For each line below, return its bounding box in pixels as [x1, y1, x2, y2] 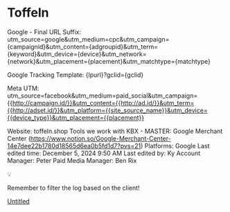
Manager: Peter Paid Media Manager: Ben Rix [7, 156, 137, 164]
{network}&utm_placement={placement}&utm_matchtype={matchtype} [7, 57, 211, 65]
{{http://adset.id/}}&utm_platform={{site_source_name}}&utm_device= [7, 106, 208, 114]
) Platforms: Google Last [141, 141, 210, 150]
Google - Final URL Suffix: [7, 28, 82, 36]
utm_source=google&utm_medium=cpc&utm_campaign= [7, 35, 170, 43]
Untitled [7, 197, 30, 205]
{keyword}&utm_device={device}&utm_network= [7, 50, 147, 58]
